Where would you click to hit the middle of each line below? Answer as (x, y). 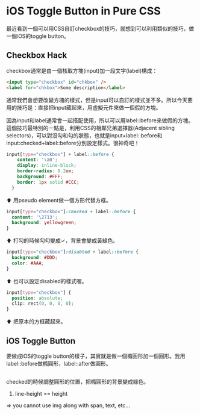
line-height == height (41, 393)
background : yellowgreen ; (44, 223)
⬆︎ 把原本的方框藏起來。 (36, 322)
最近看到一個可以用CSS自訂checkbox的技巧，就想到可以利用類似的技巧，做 (100, 28)
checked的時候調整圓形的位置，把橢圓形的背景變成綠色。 (78, 381)
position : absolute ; (37, 298)
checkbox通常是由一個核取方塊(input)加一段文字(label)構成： (82, 70)
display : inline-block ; (47, 166)
